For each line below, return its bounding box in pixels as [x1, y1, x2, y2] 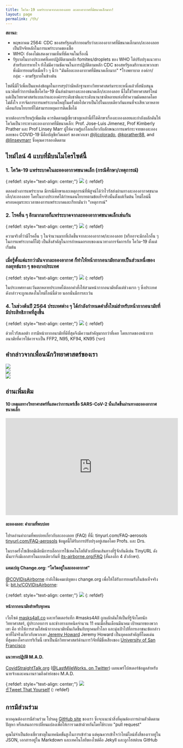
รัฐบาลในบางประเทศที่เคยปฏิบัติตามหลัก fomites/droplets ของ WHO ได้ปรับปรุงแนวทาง [12, 56, 161, 62]
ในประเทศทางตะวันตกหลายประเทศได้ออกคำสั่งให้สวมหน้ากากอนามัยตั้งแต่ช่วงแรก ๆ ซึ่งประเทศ [5, 284, 157, 290]
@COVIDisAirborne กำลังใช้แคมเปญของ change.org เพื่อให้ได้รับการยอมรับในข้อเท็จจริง [5, 576, 158, 582]
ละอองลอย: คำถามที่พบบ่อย [5, 521, 50, 527]
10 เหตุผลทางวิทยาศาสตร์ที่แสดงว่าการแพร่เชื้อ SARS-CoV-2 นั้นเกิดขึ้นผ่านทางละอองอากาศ [5, 401, 157, 407]
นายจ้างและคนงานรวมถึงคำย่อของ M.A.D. [5, 671, 74, 676]
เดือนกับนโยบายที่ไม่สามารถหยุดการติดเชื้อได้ [5, 105, 77, 111]
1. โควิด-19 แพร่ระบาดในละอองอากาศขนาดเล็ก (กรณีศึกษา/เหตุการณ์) [5, 166, 139, 173]
